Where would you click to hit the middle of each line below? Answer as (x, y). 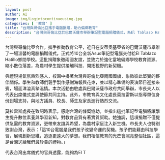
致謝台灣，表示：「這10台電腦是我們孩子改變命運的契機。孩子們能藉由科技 (79, 129)
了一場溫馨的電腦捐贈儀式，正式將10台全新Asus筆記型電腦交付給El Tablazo (81, 53)
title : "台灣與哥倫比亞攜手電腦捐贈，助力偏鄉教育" (52, 28)
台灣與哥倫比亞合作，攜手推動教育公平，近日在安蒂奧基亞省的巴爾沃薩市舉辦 (82, 47)
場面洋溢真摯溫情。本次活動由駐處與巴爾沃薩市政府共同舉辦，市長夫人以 (87, 88)
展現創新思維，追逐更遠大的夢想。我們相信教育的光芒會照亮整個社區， (84, 136)
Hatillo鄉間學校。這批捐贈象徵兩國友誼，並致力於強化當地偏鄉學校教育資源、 (82, 59)
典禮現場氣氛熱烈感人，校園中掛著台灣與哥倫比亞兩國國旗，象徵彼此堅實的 (80, 76)
